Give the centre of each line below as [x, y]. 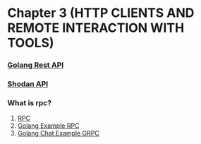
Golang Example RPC [48, 126]
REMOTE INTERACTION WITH [96, 28]
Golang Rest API [36, 65]
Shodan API [28, 84]
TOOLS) [31, 43]
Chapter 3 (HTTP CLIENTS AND [101, 13]
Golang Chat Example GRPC [59, 133]
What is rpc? [29, 102]
